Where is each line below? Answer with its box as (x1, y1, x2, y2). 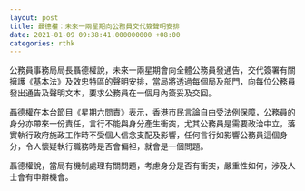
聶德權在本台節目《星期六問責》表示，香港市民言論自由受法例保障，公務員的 (9, 106, 296, 118)
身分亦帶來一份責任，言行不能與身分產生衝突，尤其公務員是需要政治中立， (9, 118, 288, 129)
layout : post (9, 13, 59, 23)
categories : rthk (9, 38, 75, 48)
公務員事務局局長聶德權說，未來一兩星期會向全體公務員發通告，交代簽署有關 (9, 65, 296, 75)
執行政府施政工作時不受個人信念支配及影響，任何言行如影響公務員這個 (16, 129, 280, 141)
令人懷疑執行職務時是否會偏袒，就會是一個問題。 (25, 141, 209, 152)
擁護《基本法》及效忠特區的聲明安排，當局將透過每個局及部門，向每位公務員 (9, 76, 296, 87)
